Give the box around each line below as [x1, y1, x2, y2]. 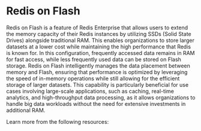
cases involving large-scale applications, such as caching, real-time [6, 87, 174, 95]
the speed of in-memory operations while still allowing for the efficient [6, 75, 180, 82]
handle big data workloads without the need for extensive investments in [6, 100, 186, 107]
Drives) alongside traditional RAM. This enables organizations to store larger [6, 36, 195, 44]
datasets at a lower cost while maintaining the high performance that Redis [6, 43, 191, 50]
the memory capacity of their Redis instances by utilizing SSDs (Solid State [6, 30, 191, 37]
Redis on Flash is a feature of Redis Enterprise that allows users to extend [6, 24, 188, 31]
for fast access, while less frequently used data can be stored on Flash [6, 56, 182, 63]
